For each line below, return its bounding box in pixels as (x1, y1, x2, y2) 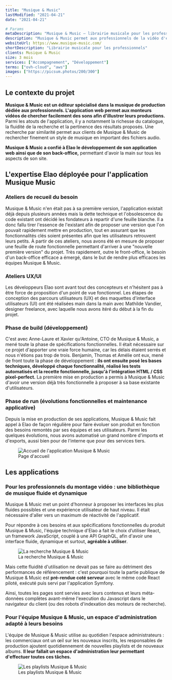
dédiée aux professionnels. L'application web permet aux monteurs (5, 107, 152, 113)
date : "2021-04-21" (5, 17, 47, 22)
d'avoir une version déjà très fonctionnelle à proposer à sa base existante (5, 379, 160, 386)
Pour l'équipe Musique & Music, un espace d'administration (5, 614, 157, 621)
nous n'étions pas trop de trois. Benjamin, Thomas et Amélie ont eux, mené (5, 352, 164, 358)
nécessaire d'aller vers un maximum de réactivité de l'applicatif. (5, 512, 140, 518)
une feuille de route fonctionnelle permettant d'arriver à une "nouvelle (5, 243, 153, 249)
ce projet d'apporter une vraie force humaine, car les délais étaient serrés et (5, 347, 166, 353)
